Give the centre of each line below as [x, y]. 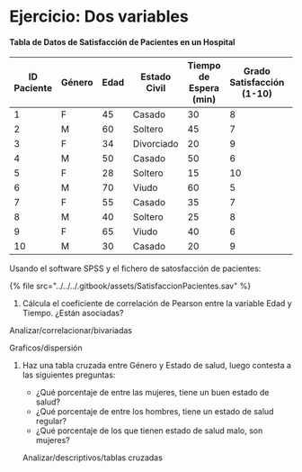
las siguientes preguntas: [69, 375]
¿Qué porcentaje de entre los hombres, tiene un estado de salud [155, 412]
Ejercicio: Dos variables [99, 17]
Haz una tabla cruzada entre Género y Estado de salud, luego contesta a [157, 366]
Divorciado [156, 144]
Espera [204, 88]
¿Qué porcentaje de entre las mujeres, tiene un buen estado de [152, 393]
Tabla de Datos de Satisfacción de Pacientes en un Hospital [122, 41]
